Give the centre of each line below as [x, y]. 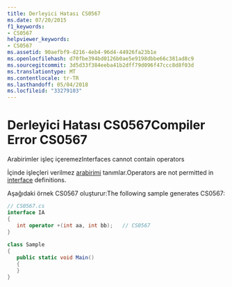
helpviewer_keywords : [39, 40]
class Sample [26, 245]
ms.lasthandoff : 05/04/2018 [48, 85]
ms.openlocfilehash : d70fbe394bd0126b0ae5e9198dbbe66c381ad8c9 [101, 59]
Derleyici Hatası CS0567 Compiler [106, 125]
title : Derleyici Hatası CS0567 [54, 14]
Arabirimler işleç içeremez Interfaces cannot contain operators [96, 159]
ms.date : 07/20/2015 [37, 20]
